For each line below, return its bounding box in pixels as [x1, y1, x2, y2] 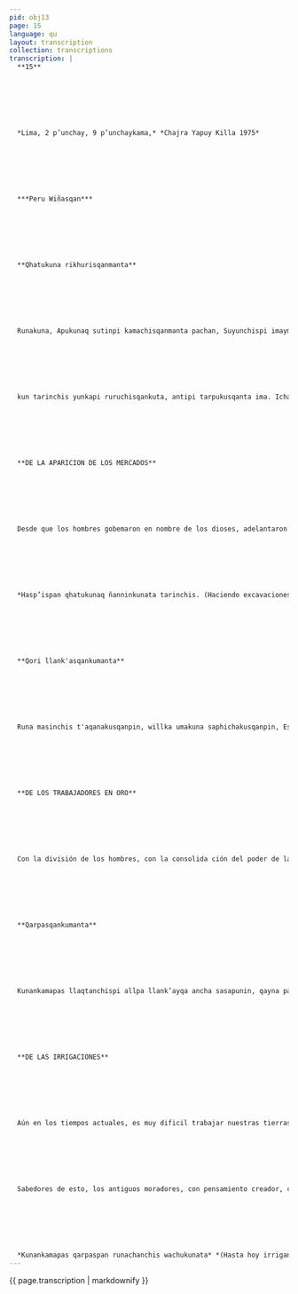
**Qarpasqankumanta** [17, 920, 98, 930]
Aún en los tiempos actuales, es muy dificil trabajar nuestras [17, 1119, 260, 1128]
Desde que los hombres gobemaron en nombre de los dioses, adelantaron [17, 525, 288, 533]
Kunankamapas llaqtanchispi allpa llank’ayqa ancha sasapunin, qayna [17, 987, 279, 996]
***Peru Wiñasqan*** [17, 194, 93, 204]
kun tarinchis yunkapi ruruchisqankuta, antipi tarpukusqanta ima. [17, 392, 272, 402]
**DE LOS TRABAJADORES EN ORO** [17, 789, 137, 798]
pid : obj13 [9, 12, 50, 22]
